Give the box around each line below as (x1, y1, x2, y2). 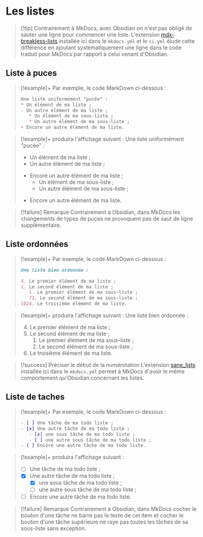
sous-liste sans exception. (20, 524, 86, 532)
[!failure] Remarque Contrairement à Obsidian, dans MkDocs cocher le (20, 505, 197, 513)
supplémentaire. (20, 221, 61, 229)
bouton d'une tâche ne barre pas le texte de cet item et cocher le (20, 511, 184, 519)
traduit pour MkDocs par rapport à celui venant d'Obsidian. (20, 50, 168, 57)
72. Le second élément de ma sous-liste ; (29, 295, 138, 301)
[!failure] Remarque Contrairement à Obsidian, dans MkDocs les (20, 208, 181, 216)
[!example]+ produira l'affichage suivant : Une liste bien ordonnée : (20, 312, 189, 319)
